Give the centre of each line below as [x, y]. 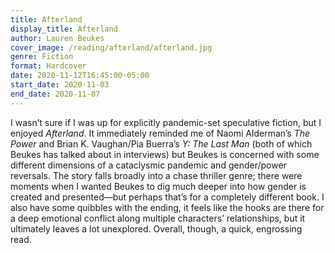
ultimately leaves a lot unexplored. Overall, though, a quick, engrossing [156, 228]
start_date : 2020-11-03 [60, 85]
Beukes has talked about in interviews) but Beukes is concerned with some [165, 154]
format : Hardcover [48, 66]
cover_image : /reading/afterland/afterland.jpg [111, 47]
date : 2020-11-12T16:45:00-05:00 [80, 76]
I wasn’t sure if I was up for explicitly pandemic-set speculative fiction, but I [166, 122]
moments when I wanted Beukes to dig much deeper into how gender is [158, 186]
